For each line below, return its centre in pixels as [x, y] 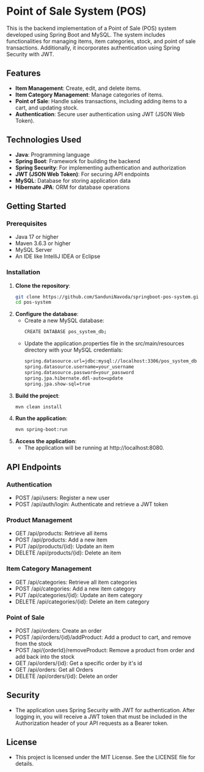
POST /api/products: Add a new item [61, 540]
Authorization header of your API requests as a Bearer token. [92, 723]
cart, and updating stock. [47, 108]
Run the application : [41, 418]
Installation [24, 272]
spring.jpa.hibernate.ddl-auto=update [74, 378]
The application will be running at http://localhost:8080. [94, 448]
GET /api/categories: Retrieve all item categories [76, 582]
